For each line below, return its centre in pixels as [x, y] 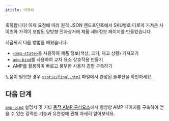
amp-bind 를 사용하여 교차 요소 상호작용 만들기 [58, 59]
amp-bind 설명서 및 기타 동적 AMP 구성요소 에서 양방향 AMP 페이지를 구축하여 [82, 107]
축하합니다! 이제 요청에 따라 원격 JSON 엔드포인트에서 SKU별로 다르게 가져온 [82, 25]
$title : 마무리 [20, 10]
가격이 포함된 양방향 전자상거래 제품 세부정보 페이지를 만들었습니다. [85, 32]
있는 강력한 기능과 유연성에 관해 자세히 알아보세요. [66, 114]
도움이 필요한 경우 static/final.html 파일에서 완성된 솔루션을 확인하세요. [79, 76]
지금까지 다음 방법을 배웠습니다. [37, 42]
